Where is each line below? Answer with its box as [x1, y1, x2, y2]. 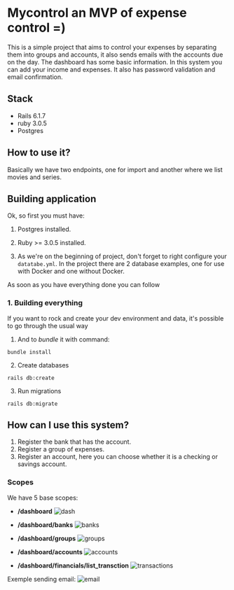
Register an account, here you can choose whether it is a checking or [17, 453, 219, 461]
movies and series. [7, 173, 62, 181]
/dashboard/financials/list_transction [17, 561, 130, 570]
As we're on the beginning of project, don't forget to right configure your [17, 252, 228, 260]
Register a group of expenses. [17, 445, 105, 454]
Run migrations [17, 386, 62, 395]
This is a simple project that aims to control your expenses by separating [7, 43, 217, 51]
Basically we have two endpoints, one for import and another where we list [7, 165, 223, 174]
